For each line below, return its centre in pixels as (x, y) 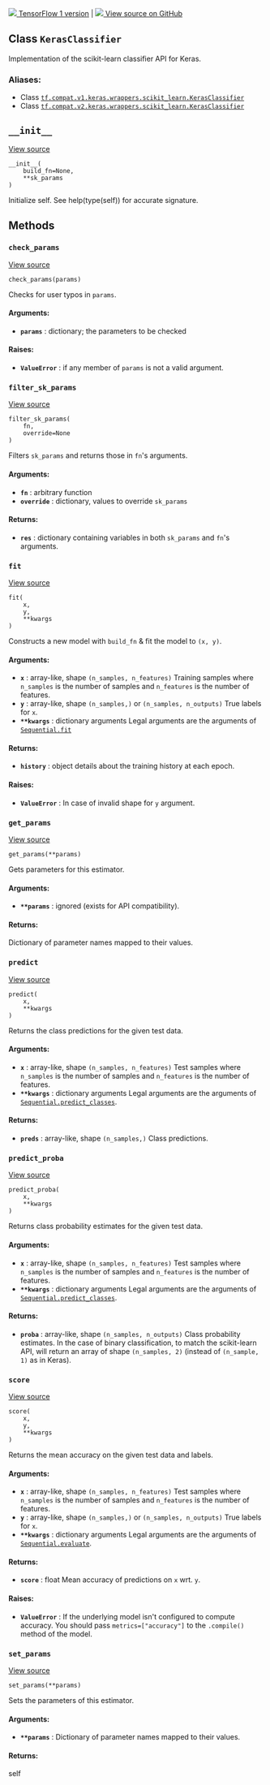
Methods (32, 226)
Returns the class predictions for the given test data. (96, 1030)
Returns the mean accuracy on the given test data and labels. (111, 1455)
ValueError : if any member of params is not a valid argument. (122, 368)
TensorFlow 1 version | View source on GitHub (101, 13)
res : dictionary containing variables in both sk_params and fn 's (125, 537)
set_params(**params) (45, 1685)
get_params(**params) (45, 854)
